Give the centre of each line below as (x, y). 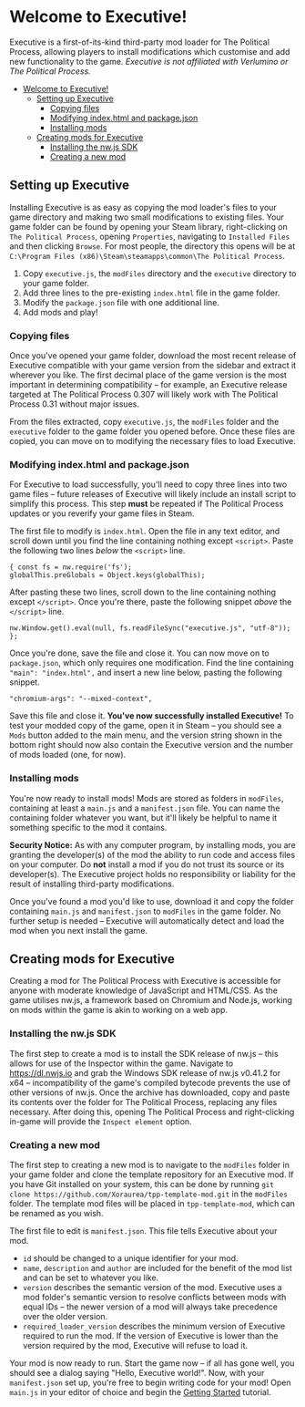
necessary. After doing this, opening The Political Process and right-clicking (152, 1112)
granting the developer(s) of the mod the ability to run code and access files (152, 854)
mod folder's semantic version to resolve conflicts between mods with (154, 1298)
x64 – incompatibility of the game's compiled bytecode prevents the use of (150, 1082)
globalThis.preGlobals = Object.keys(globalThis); (107, 575)
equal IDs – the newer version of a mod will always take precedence (150, 1307)
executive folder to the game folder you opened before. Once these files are (152, 431)
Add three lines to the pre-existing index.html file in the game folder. (151, 293)
